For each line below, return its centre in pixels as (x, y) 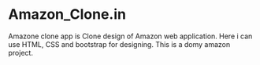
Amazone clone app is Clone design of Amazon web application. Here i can (130, 36)
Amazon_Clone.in (67, 14)
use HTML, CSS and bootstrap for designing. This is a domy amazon (119, 44)
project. (21, 52)
